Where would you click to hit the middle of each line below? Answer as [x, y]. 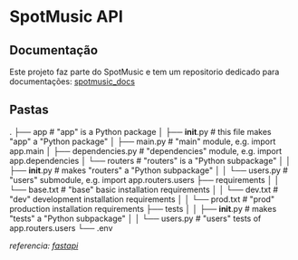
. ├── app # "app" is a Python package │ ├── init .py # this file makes [140, 131]
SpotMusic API [67, 17]
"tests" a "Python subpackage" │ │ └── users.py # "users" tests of [135, 218]
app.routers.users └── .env [61, 227]
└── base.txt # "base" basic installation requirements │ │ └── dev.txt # [144, 189]
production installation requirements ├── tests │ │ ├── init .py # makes [143, 208]
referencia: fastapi [44, 246]
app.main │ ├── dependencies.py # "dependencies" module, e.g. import [146, 150]
